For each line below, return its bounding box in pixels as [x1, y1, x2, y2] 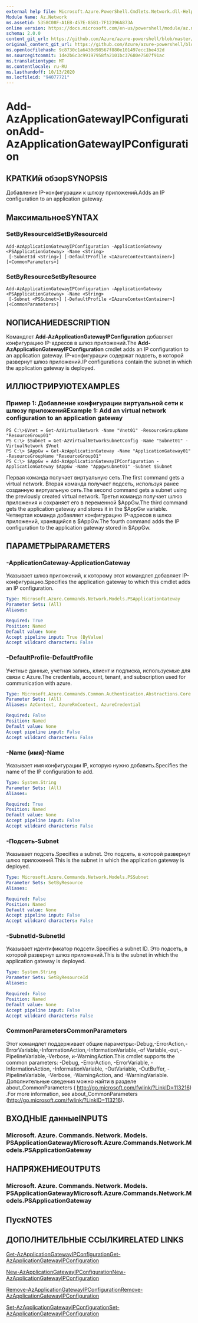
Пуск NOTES [6, 1214, 52, 1224]
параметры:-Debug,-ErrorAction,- [104, 1040, 188, 1047]
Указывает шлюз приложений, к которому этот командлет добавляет [6, 572, 181, 579]
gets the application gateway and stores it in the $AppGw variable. [6, 505, 168, 512]
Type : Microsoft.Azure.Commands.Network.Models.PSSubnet [6, 874, 149, 881]
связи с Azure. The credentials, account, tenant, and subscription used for [6, 673, 186, 680]
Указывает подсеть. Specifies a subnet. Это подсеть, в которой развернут [6, 851, 190, 858]
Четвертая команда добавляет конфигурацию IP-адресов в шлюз [6, 511, 172, 518]
